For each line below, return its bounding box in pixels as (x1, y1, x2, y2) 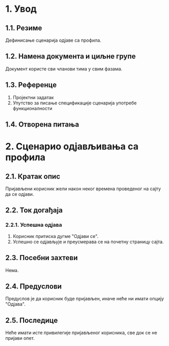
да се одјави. (5, 191, 34, 197)
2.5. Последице (5, 316, 58, 324)
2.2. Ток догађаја (5, 206, 63, 215)
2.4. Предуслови (5, 282, 62, 290)
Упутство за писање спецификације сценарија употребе (12, 100, 137, 106)
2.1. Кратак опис (5, 172, 61, 180)
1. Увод (5, 3, 37, 15)
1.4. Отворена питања (5, 120, 80, 129)
